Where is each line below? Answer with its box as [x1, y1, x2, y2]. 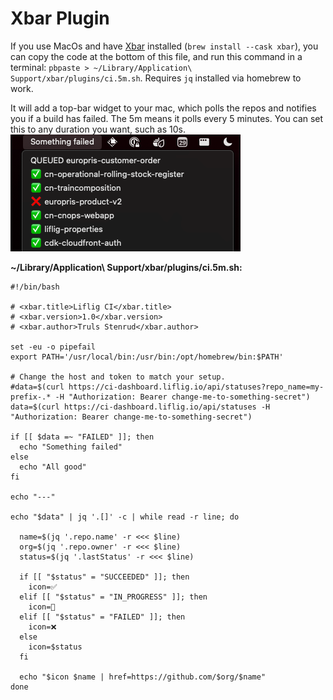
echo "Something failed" [19, 442, 123, 452]
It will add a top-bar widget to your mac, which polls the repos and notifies [10, 102, 317, 114]
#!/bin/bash [10, 282, 60, 292]
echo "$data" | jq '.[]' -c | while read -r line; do [10, 512, 240, 522]
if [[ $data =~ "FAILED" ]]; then [10, 432, 155, 442]
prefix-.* [10, 392, 52, 402]
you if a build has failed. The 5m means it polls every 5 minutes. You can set [10, 112, 324, 124]
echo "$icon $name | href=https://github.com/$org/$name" [19, 672, 267, 682]
